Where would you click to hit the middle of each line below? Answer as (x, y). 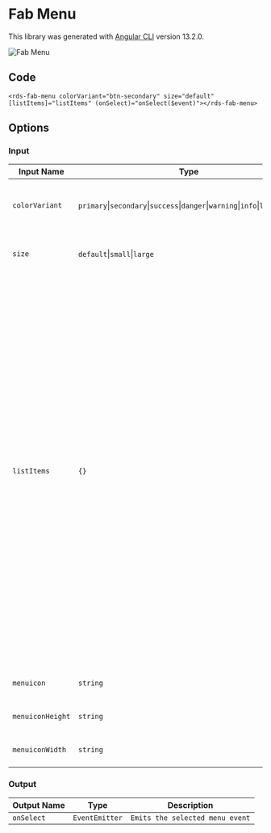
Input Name (42, 172)
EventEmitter (98, 818)
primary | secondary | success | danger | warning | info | (169, 205)
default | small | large (116, 254)
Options (29, 128)
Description (190, 805)
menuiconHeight (42, 717)
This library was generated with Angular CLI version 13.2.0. (106, 36)
